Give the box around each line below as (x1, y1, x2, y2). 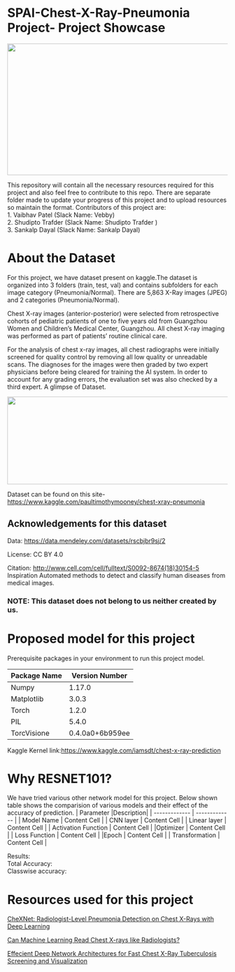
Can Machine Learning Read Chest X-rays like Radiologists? (7, 936, 180, 945)
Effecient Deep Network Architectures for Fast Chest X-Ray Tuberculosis (7, 950, 217, 958)
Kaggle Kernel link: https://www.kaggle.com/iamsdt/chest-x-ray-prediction (7, 746, 222, 754)
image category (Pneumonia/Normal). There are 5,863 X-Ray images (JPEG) (7, 288, 227, 296)
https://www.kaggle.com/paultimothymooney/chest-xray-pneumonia (7, 497, 205, 506)
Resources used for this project (7, 891, 194, 907)
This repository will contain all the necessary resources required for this (7, 180, 215, 189)
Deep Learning (7, 922, 50, 931)
